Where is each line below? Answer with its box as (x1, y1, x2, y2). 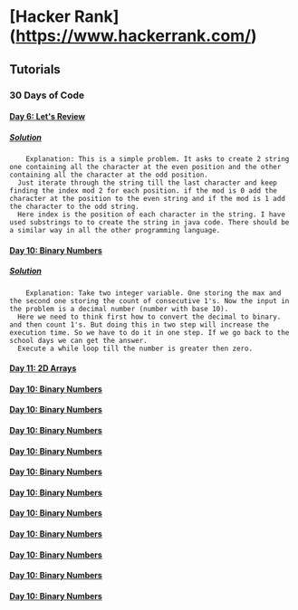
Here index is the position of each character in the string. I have (17, 210, 285, 219)
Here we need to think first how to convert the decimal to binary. (17, 312, 282, 321)
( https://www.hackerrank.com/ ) (9, 25, 257, 46)
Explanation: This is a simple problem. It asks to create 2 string (25, 155, 290, 164)
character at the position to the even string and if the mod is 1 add (9, 195, 285, 204)
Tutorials (9, 62, 61, 77)
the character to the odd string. (9, 202, 140, 212)
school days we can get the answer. (9, 336, 148, 345)
